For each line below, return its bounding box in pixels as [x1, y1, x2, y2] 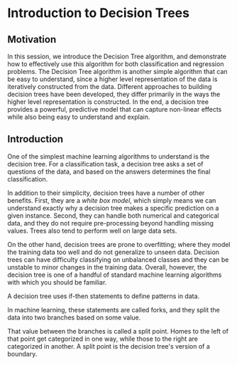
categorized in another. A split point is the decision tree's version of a [7, 342, 211, 350]
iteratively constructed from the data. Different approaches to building [7, 83, 212, 90]
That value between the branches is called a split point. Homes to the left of [7, 327, 229, 335]
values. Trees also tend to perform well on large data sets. [7, 226, 177, 235]
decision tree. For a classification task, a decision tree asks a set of [7, 159, 204, 168]
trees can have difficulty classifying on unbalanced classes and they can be [7, 255, 229, 264]
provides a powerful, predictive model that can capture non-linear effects [7, 105, 222, 113]
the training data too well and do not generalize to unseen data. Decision [7, 248, 220, 256]
